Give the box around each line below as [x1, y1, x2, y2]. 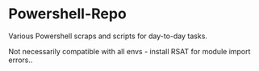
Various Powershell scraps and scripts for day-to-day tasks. [8, 31, 208, 41]
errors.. [8, 55, 33, 65]
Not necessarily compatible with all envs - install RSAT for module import [8, 46, 251, 56]
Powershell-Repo [8, 5, 127, 23]
